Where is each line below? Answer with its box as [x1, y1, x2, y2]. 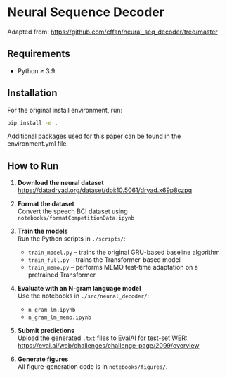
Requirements [7, 48, 70, 60]
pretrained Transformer [27, 270, 96, 279]
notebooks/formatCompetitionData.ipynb [17, 215, 135, 222]
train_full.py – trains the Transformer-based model [27, 256, 181, 264]
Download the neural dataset [17, 179, 104, 187]
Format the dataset [17, 200, 75, 208]
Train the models [17, 227, 68, 236]
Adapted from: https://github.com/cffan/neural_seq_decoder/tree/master [7, 27, 218, 36]
